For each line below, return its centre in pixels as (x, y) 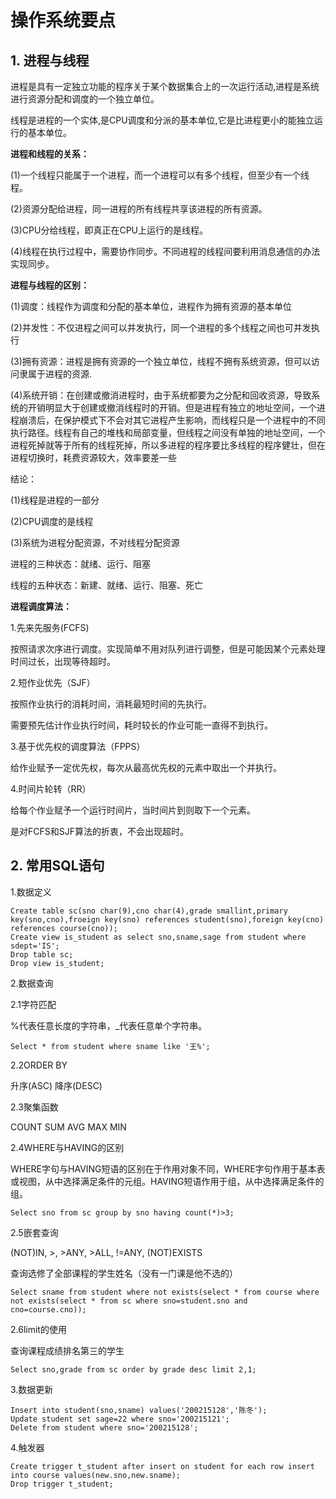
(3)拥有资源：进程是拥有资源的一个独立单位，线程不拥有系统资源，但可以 (161, 361)
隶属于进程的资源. (55, 374)
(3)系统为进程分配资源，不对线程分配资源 (95, 542)
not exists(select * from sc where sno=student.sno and (129, 1301)
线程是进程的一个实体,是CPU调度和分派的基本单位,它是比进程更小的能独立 (162, 120)
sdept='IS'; (35, 946)
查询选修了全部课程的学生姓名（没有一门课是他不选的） (124, 1273)
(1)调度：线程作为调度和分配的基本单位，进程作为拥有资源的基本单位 (151, 306)
